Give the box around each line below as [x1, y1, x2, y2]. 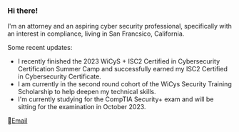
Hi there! [7, 6, 39, 16]
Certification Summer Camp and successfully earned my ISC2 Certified [17, 65, 228, 73]
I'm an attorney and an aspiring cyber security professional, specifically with [7, 22, 232, 31]
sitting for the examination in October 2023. [17, 103, 146, 111]
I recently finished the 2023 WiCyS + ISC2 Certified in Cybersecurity [17, 57, 220, 66]
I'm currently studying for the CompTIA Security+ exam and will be [17, 95, 214, 103]
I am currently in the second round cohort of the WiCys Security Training [17, 80, 232, 88]
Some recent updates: [7, 44, 73, 52]
